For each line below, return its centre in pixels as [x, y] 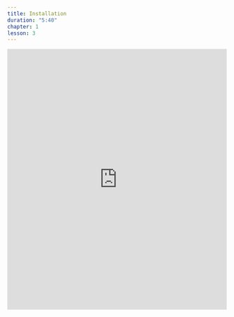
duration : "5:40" [32, 20]
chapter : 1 [23, 26]
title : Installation [37, 14]
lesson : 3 [22, 33]
